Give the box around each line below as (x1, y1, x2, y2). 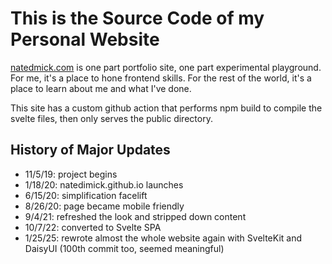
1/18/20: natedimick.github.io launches (24, 178, 184, 191)
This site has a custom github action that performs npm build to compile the (10, 102, 323, 114)
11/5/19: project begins (24, 168, 118, 180)
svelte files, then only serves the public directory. (10, 112, 213, 124)
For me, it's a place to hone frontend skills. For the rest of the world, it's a (10, 72, 312, 84)
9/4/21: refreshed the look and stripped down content (24, 210, 247, 222)
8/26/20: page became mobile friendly (24, 200, 185, 212)
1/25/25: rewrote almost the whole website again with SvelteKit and (24, 232, 303, 244)
